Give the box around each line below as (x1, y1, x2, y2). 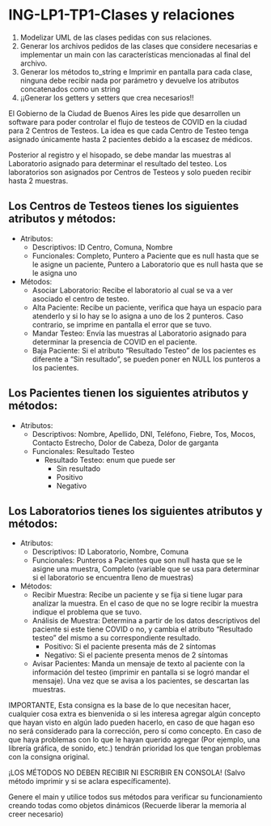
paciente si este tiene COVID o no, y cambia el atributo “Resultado (32, 624, 253, 634)
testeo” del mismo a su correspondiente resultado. (32, 633, 201, 643)
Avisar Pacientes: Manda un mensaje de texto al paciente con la (32, 659, 245, 669)
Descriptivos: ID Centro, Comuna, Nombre (32, 242, 173, 252)
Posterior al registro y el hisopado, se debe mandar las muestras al (8, 150, 231, 160)
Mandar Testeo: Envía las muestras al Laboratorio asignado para (32, 328, 247, 338)
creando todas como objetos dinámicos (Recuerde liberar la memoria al (8, 801, 247, 811)
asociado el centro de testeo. (32, 293, 129, 303)
